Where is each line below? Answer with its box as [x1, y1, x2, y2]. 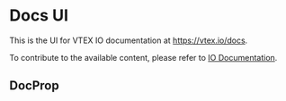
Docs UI [9, 5, 69, 26]
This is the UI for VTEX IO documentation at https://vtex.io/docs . [9, 35, 248, 46]
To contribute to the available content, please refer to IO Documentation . [9, 52, 278, 63]
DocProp [9, 78, 60, 94]
